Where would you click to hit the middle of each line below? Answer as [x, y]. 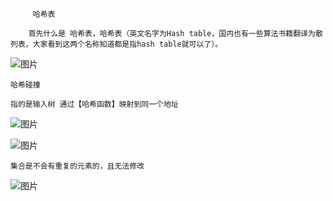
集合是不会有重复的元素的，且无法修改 [77, 166]
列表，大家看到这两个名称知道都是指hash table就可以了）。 [116, 44]
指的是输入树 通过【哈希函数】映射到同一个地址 [94, 104]
